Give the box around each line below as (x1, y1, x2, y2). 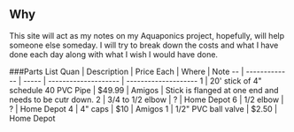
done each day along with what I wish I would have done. (9, 48, 219, 60)
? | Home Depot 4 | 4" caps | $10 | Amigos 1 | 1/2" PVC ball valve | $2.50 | (9, 103, 277, 114)
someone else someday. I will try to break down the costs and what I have (9, 40, 279, 50)
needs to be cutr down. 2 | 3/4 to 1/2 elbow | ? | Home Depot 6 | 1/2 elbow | (9, 94, 284, 105)
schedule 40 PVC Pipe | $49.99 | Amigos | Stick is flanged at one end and (9, 84, 279, 95)
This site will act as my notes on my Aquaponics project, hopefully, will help (9, 30, 285, 40)
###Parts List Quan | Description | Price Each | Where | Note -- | (9, 66, 244, 77)
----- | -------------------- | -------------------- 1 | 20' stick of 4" (23, 75, 262, 86)
